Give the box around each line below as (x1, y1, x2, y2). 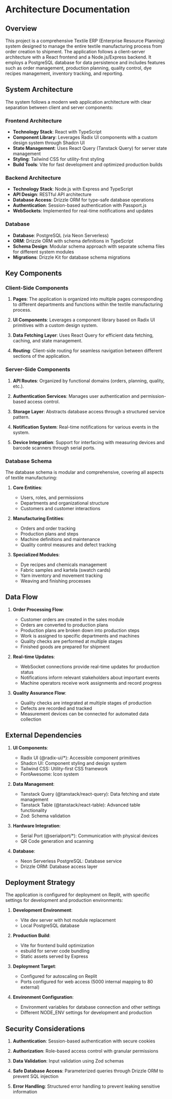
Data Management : (12, 781, 55, 787)
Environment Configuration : (12, 994, 74, 1000)
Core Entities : (12, 484, 43, 491)
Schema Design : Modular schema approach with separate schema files (12, 243, 165, 249)
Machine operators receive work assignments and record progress (20, 680, 162, 686)
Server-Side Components (5, 366, 70, 373)
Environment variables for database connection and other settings (20, 1004, 161, 1010)
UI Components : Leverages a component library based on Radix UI (12, 317, 155, 323)
